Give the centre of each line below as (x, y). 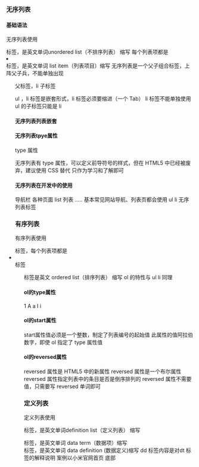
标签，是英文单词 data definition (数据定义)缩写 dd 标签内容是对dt (104, 450)
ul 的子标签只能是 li (38, 106)
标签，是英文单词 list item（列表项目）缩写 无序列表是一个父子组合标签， (95, 66)
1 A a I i (32, 306)
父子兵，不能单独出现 (37, 74)
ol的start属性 (40, 321)
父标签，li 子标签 (35, 86)
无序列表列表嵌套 (36, 121)
